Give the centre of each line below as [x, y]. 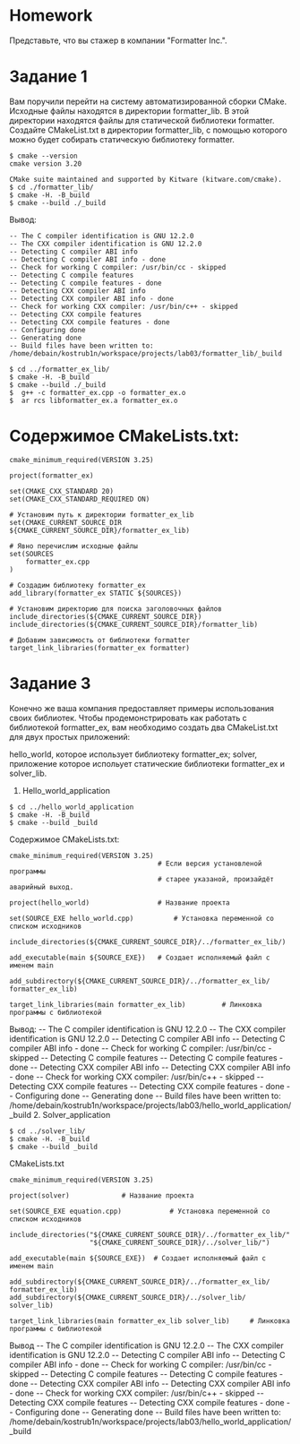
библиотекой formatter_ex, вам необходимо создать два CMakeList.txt [144, 727]
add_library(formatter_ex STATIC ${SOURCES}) [95, 593]
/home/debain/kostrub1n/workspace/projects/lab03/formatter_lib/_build [146, 353]
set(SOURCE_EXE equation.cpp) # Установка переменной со [140, 1211]
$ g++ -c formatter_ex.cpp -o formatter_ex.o [98, 392]
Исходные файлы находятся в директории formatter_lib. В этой [129, 111]
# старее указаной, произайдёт [216, 879]
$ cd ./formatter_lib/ [51, 187]
